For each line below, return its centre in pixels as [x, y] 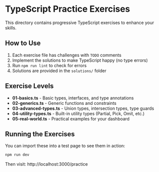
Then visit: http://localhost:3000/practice [46, 164]
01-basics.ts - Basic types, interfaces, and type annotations [73, 98]
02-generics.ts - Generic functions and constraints [64, 103]
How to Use [23, 43]
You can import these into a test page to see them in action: [65, 146]
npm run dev [17, 155]
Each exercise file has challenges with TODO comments [67, 55]
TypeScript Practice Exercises [68, 9]
